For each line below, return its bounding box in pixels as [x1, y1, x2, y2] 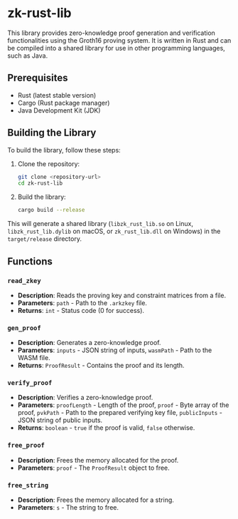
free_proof [7, 441, 45, 450]
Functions [7, 255, 53, 267]
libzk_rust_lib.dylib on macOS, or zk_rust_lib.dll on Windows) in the [7, 227, 221, 236]
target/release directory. [7, 235, 82, 243]
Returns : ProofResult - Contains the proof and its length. [17, 361, 185, 370]
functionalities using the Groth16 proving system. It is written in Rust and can [7, 36, 232, 44]
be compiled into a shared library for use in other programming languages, [7, 43, 225, 52]
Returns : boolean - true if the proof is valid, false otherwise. [17, 423, 195, 432]
